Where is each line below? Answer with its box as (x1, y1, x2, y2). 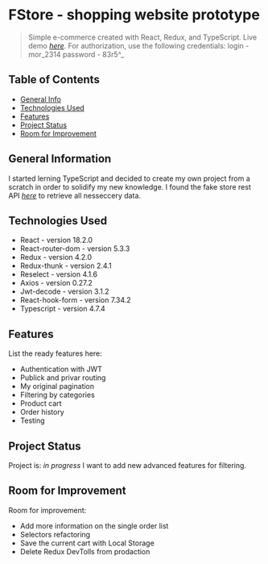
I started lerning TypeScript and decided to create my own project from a (8, 173, 251, 183)
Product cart (19, 399, 62, 408)
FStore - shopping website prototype (8, 6, 260, 24)
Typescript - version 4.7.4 (19, 304, 106, 314)
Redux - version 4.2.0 (19, 253, 93, 262)
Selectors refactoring (19, 529, 91, 539)
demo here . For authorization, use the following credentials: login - (27, 40, 249, 50)
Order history (19, 407, 64, 417)
